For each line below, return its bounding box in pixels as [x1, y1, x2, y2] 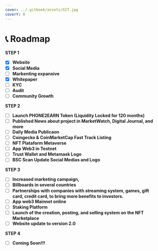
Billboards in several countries [12, 182, 77, 188]
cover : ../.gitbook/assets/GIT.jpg [5, 7, 79, 12]
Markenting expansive [12, 70, 60, 77]
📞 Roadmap [5, 33, 50, 45]
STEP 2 [5, 102, 21, 109]
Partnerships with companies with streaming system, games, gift [12, 188, 149, 194]
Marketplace [12, 215, 39, 221]
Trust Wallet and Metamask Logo [12, 151, 82, 157]
